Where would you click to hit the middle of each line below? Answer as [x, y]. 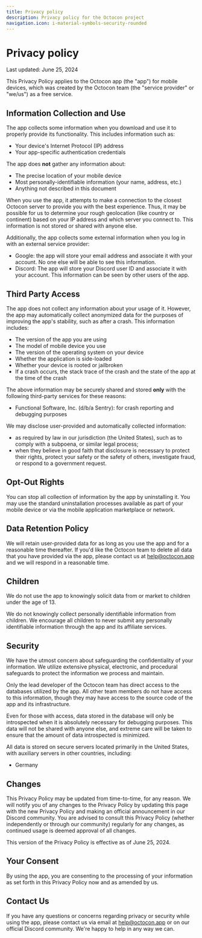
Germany [26, 765]
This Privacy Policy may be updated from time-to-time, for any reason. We [99, 798]
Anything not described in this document [65, 188]
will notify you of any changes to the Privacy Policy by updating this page [97, 805]
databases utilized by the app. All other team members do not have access [99, 692]
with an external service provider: [48, 244]
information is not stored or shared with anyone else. [72, 226]
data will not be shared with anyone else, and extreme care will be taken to [99, 729]
